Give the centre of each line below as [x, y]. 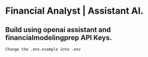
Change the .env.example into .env [43, 49]
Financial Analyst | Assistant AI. [75, 11]
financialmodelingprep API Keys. [59, 37]
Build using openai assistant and [58, 30]
